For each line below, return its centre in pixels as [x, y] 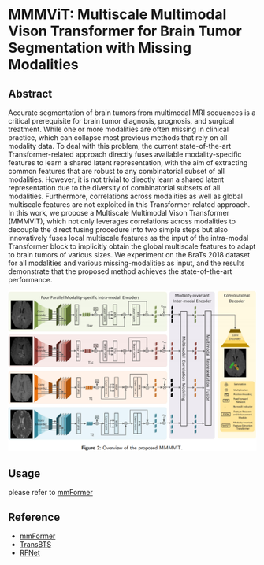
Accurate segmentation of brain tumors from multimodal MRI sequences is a [132, 113]
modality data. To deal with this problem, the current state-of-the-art [120, 146]
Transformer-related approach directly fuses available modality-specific [125, 154]
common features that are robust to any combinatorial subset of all [116, 171]
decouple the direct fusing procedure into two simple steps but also [118, 229]
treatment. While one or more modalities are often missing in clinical [119, 129]
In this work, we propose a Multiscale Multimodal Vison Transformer [119, 213]
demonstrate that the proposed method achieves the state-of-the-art [120, 271]
